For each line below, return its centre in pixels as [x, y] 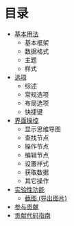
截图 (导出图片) [46, 198]
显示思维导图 [42, 129]
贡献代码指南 [32, 215]
